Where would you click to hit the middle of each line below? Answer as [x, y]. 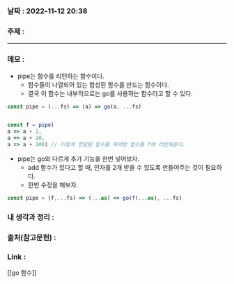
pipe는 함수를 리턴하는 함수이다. [61, 76]
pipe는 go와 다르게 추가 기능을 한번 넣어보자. [78, 159]
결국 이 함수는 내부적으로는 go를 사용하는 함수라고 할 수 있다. [110, 93]
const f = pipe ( [31, 125]
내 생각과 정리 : [31, 217]
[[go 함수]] [22, 272]
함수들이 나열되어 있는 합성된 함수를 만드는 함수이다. [98, 84]
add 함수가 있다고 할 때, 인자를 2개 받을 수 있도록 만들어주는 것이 [116, 167]
